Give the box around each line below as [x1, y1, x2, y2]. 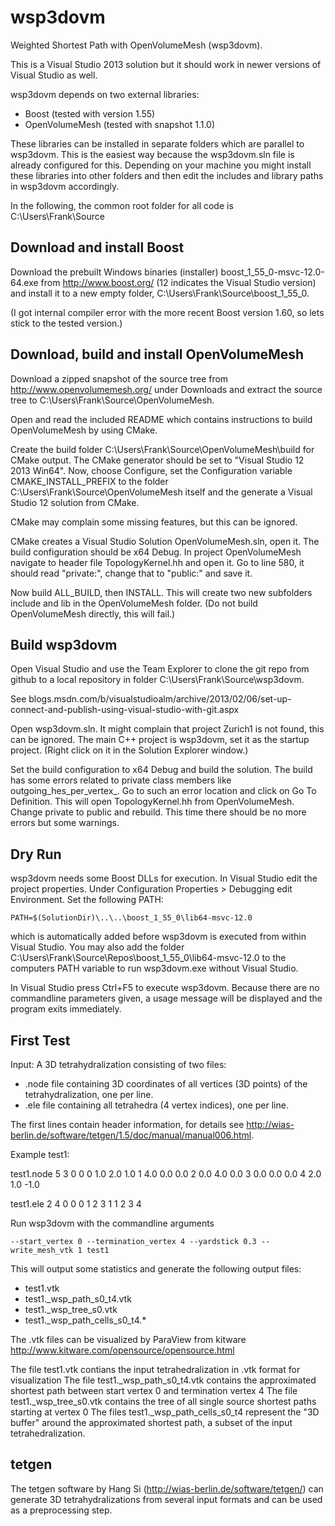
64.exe [10, 276, 39, 288]
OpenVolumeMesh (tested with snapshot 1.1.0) [24, 118, 216, 130]
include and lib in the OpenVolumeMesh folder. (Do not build [10, 597, 258, 609]
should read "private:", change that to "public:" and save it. [10, 567, 253, 579]
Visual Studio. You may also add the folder [10, 941, 185, 953]
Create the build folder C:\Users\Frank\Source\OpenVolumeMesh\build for [10, 443, 315, 455]
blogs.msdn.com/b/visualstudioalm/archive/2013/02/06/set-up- [28, 693, 292, 705]
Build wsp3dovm [10, 636, 118, 653]
